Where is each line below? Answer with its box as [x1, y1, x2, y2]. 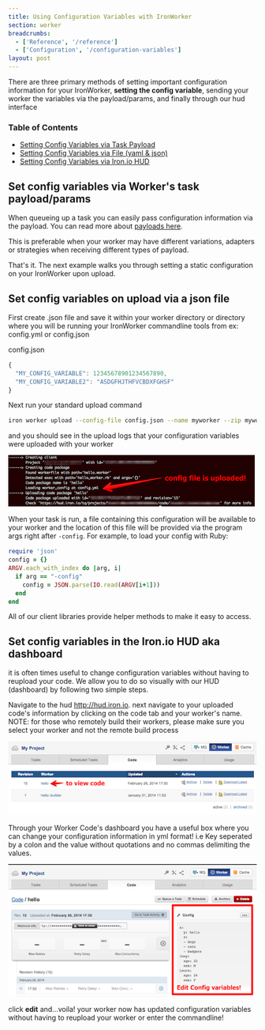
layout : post [8, 55, 51, 62]
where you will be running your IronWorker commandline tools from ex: [8, 321, 239, 330]
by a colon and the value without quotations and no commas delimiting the [8, 839, 251, 849]
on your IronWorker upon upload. [8, 269, 116, 278]
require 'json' [8, 548, 58, 556]
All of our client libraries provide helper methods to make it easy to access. [8, 612, 252, 621]
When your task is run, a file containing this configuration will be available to [8, 515, 256, 524]
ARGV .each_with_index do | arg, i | [8, 564, 122, 572]
